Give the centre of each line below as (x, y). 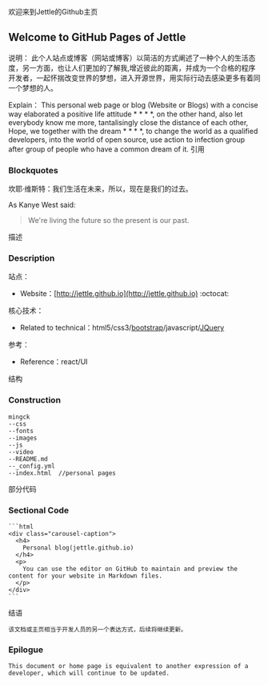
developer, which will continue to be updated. (89, 673)
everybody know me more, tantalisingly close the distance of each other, (128, 122)
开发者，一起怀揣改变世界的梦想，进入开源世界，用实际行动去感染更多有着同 (134, 78)
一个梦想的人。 (33, 87)
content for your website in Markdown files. (85, 576)
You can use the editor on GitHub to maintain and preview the (130, 569)
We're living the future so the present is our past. (108, 221)
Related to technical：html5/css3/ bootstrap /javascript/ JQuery (122, 328)
